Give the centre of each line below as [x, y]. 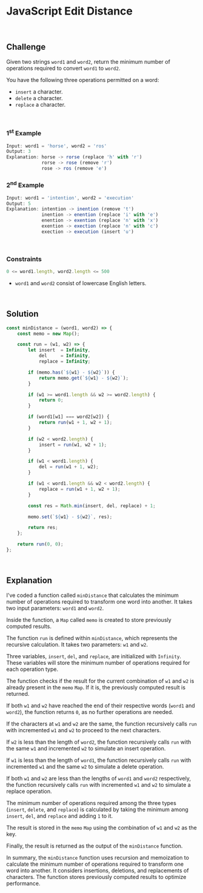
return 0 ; [51, 400]
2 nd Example [25, 184]
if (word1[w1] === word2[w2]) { [69, 417]
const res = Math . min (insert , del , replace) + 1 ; [92, 506]
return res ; [43, 528]
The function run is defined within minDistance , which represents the [92, 638]
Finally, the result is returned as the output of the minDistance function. [95, 846]
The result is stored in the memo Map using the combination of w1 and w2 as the [101, 827]
